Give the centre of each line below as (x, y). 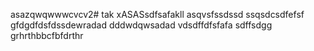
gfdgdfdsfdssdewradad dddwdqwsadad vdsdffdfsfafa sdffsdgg (141, 25)
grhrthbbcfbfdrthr (47, 35)
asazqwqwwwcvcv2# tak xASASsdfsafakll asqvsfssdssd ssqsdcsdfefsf (157, 14)
